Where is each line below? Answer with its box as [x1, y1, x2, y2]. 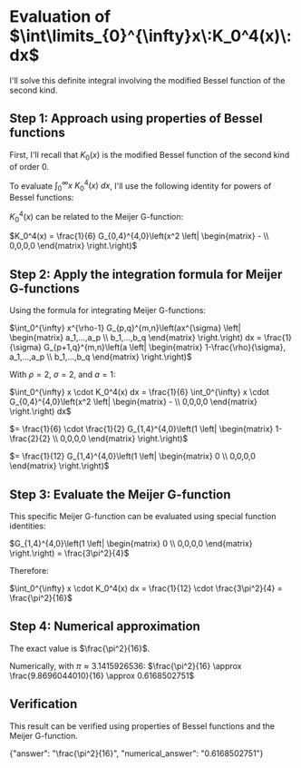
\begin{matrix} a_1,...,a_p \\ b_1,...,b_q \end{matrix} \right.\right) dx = [9, 332, 263, 343]
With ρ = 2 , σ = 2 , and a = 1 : [9, 369, 116, 380]
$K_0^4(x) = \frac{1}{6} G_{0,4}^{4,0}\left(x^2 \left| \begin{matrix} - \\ [9, 231, 269, 241]
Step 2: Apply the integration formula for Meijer [9, 266, 283, 282]
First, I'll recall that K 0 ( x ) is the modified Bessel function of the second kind [9, 149, 290, 162]
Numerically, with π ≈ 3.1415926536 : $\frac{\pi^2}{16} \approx [9, 660, 242, 671]
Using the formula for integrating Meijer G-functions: [9, 305, 207, 316]
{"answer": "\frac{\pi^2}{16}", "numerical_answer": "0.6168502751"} [9, 747, 264, 759]
